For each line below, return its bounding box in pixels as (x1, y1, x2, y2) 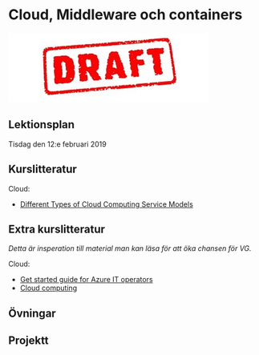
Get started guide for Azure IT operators (19, 275, 154, 284)
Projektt (8, 334, 50, 348)
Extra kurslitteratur (8, 222, 106, 236)
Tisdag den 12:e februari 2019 (8, 139, 107, 149)
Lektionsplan (8, 118, 75, 131)
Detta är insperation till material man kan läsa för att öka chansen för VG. (8, 244, 252, 253)
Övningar (8, 306, 56, 320)
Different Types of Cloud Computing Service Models (19, 199, 194, 209)
